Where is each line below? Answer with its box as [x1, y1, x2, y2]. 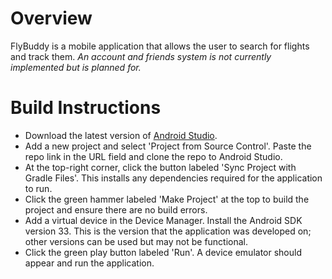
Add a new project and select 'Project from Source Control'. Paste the [24, 140, 312, 152]
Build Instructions [10, 97, 162, 119]
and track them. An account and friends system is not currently [10, 50, 272, 62]
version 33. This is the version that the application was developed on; [24, 225, 312, 237]
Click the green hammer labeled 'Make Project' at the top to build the [24, 193, 310, 205]
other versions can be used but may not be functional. [24, 235, 249, 247]
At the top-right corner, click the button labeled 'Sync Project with [24, 161, 297, 173]
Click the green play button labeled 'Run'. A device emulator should [24, 246, 302, 258]
